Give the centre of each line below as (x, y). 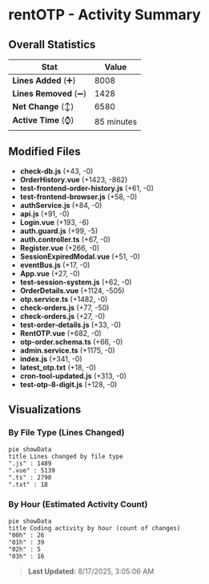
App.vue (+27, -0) (50, 273)
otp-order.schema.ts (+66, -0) (71, 341)
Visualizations (45, 410)
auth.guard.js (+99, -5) (59, 231)
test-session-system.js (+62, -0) (76, 282)
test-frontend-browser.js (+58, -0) (78, 196)
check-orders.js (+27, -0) (62, 316)
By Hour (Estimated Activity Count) (78, 504)
